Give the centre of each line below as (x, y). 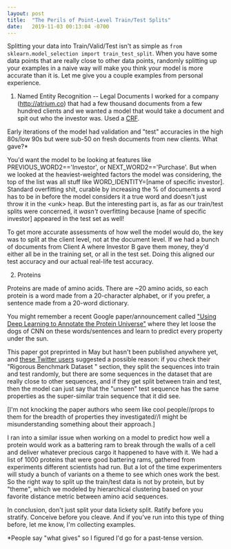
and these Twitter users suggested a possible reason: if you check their (109, 359)
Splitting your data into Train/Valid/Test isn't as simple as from (95, 46)
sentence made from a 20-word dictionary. (68, 303)
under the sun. (28, 339)
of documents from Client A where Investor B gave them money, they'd (108, 247)
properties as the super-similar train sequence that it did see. (94, 396)
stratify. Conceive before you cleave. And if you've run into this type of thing (115, 517)
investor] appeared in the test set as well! (66, 219)
